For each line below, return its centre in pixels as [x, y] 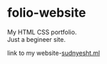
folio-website [47, 13]
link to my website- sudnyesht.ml [54, 53]
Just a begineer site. [36, 39]
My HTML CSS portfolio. [42, 32]
